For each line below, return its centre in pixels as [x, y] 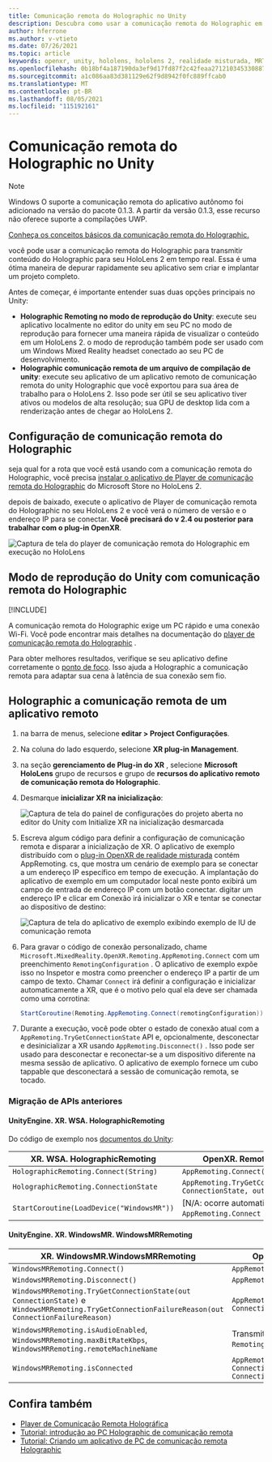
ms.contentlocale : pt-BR [50, 91]
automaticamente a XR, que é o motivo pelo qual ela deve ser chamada [138, 989]
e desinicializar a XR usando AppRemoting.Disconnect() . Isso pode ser [137, 1046]
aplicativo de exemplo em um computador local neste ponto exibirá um [138, 881]
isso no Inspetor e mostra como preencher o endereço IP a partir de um [140, 972]
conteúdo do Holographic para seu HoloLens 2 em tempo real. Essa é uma [133, 259]
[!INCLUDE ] [28, 610]
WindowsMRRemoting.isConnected [73, 1368]
